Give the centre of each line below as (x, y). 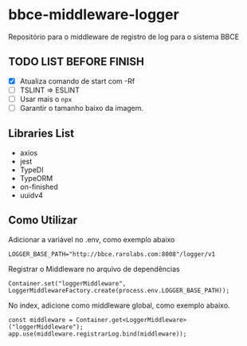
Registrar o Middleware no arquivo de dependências (94, 269)
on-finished (39, 187)
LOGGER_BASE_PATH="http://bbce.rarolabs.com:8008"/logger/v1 (112, 254)
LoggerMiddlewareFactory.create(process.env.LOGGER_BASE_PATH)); (119, 290)
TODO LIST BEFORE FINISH (76, 62)
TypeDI (31, 170)
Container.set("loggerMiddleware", (67, 283)
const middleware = (41, 320)
